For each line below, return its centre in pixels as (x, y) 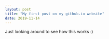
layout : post (18, 9)
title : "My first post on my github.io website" (55, 14)
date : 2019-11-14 (22, 18)
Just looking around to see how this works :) (49, 32)
